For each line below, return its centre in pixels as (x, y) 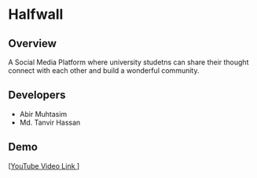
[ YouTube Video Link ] (44, 165)
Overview (33, 44)
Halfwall (36, 15)
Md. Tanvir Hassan (50, 122)
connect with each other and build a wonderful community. (104, 71)
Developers (37, 95)
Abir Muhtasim (43, 114)
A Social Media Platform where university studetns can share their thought (128, 62)
